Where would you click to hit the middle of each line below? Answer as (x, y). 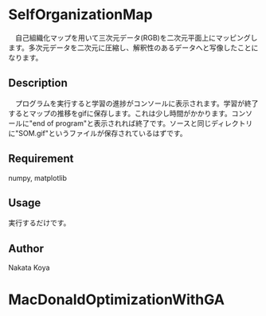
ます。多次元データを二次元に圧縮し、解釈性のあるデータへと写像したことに (133, 47)
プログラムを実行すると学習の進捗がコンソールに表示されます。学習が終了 (137, 103)
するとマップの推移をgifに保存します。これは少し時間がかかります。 (120, 113)
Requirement (41, 159)
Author (26, 248)
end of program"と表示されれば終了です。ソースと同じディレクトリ (143, 123)
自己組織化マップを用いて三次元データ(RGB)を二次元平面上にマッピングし (136, 37)
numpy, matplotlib (38, 178)
